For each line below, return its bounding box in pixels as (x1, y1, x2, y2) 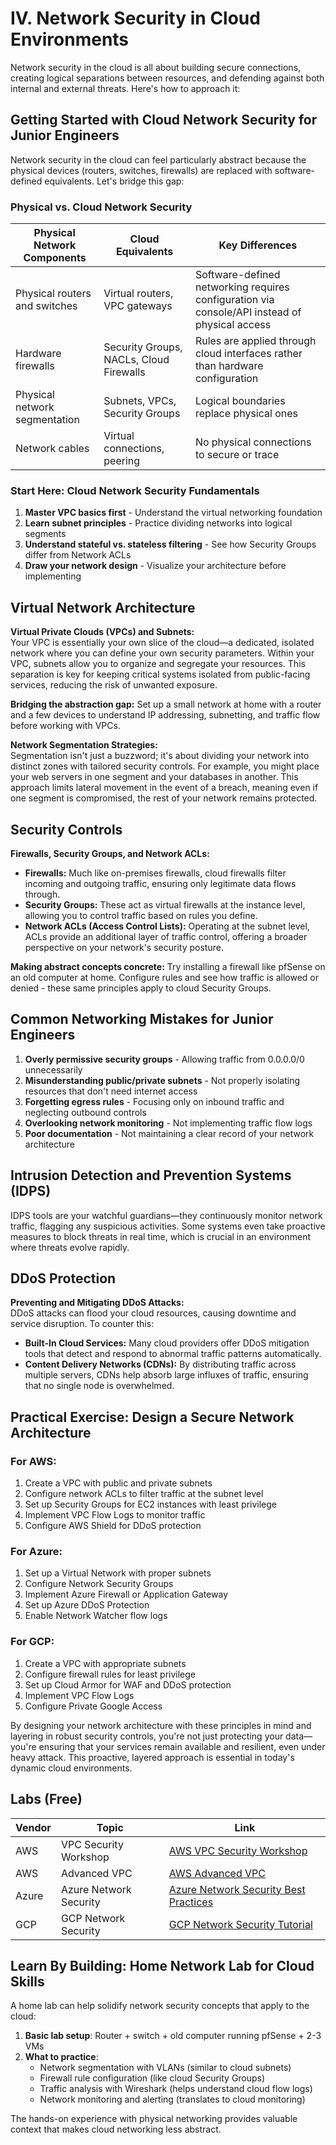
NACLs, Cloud (103, 353, 170, 367)
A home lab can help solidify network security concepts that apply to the (10, 2000, 310, 2012)
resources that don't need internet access (24, 1085, 198, 1097)
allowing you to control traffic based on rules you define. (24, 909, 258, 921)
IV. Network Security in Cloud (10, 7, 261, 30)
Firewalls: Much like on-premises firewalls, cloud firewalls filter (24, 867, 287, 879)
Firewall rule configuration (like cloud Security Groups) (39, 2072, 266, 2084)
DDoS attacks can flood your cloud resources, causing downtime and (10, 1307, 297, 1319)
